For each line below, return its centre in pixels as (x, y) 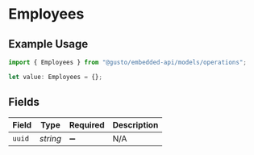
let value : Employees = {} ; (56, 77)
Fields (24, 102)
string (50, 138)
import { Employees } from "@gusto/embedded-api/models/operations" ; (128, 62)
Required (87, 124)
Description (135, 124)
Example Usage (48, 44)
